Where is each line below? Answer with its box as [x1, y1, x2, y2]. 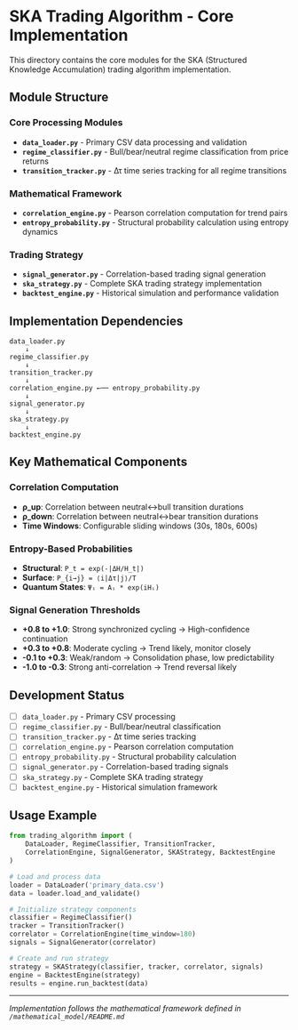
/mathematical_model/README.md [9, 1012, 125, 1022]
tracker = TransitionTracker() [9, 921, 125, 930]
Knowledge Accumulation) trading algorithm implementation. [9, 64, 231, 75]
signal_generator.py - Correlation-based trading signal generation [21, 269, 266, 279]
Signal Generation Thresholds [9, 603, 141, 616]
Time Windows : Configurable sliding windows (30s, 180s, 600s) [21, 520, 258, 531]
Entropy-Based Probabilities [9, 543, 133, 555]
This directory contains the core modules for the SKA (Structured [9, 54, 247, 65]
